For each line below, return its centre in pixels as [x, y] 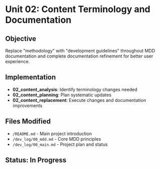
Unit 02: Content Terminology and [78, 9]
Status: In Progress [36, 160]
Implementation [31, 77]
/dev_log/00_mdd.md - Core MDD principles [57, 139]
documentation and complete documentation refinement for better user [79, 56]
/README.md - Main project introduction [52, 133]
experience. [18, 61]
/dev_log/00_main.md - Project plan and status [60, 144]
